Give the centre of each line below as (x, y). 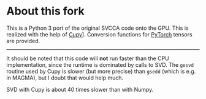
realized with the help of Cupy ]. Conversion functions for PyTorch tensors (99, 34)
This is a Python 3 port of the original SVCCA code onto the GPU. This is (97, 28)
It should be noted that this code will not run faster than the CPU (88, 58)
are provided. (23, 41)
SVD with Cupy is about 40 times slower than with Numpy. (80, 89)
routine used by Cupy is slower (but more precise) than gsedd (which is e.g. (101, 71)
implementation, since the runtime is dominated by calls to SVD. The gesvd (100, 64)
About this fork (45, 11)
